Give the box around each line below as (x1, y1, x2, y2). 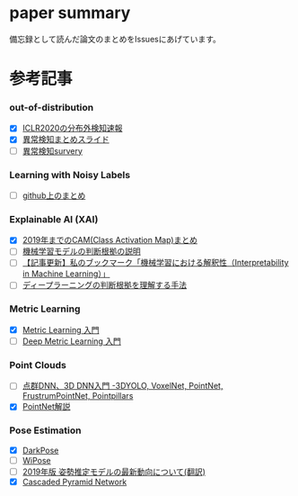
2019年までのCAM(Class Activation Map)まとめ (22, 235, 197, 246)
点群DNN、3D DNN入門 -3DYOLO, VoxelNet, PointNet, (22, 381, 223, 392)
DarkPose (22, 445, 59, 455)
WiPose (22, 455, 51, 465)
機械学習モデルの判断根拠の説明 (22, 246, 141, 257)
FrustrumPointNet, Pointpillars (22, 391, 134, 401)
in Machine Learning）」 (22, 268, 110, 279)
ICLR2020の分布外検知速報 (22, 122, 123, 133)
